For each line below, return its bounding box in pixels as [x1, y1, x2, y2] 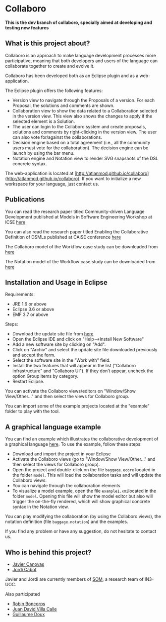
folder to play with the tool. [5, 409, 60, 415]
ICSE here [5, 219, 26, 225]
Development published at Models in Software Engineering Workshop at [5, 213, 153, 219]
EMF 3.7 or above [12, 311, 49, 317]
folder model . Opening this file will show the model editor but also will [12, 493, 153, 499]
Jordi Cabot [12, 567, 37, 572]
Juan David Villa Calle [12, 606, 57, 612]
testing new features [5, 24, 49, 30]
